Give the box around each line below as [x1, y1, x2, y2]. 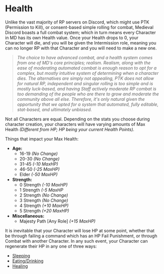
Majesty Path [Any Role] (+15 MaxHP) [19, 218, 96, 224]
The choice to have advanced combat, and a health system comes [17, 54, 153, 60]
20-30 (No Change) [19, 156, 60, 161]
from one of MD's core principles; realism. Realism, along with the [17, 60, 151, 66]
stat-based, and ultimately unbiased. [17, 106, 92, 113]
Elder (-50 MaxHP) [19, 171, 58, 177]
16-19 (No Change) [19, 150, 58, 157]
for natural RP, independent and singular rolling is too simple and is [17, 80, 153, 86]
